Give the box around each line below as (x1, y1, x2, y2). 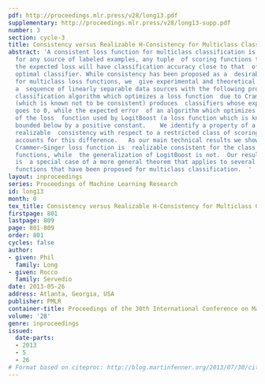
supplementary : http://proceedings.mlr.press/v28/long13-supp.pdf (8, 19, 231, 27)
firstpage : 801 (8, 210, 58, 218)
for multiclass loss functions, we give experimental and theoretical (15, 77, 256, 85)
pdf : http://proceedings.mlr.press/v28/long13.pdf (8, 11, 178, 20)
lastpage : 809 (8, 217, 55, 225)
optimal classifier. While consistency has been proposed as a (15, 70, 227, 78)
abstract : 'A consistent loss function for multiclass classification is (8, 48, 256, 56)
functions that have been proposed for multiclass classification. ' (15, 166, 252, 173)
